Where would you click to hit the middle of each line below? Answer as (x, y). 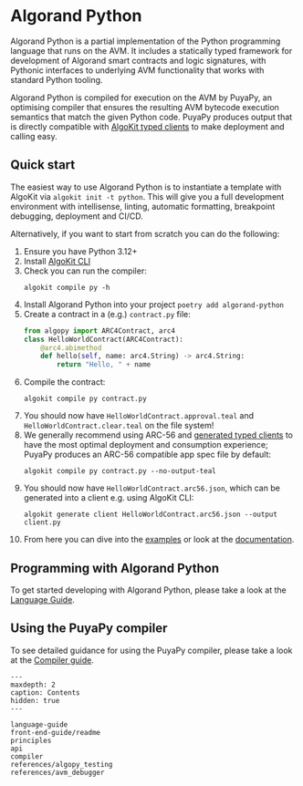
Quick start (43, 165)
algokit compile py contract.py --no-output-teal (120, 471)
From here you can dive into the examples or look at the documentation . (159, 540)
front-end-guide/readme (56, 732)
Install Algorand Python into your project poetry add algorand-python (153, 304)
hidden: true (35, 700)
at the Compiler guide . (52, 660)
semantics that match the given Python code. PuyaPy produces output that (151, 117)
